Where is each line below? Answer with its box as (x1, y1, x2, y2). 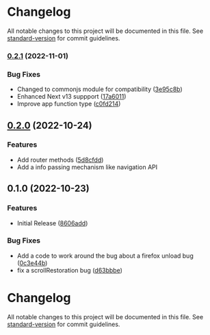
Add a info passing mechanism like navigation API (16, 162, 158, 171)
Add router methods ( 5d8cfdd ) (16, 156, 104, 164)
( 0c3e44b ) (16, 258, 48, 267)
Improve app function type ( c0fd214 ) (16, 100, 121, 108)
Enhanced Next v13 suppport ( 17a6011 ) (16, 92, 127, 101)
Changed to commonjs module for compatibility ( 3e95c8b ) (16, 85, 183, 93)
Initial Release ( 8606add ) (16, 219, 88, 227)
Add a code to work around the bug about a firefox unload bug (16, 251, 194, 260)
